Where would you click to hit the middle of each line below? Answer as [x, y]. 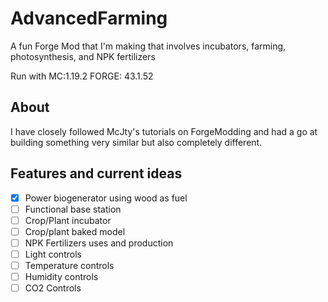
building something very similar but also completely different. [136, 142]
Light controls [53, 254]
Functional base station [73, 209]
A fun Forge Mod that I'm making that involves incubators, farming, [148, 46]
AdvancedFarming [89, 18]
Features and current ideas [96, 173]
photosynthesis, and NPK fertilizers [83, 56]
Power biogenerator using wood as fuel [106, 198]
